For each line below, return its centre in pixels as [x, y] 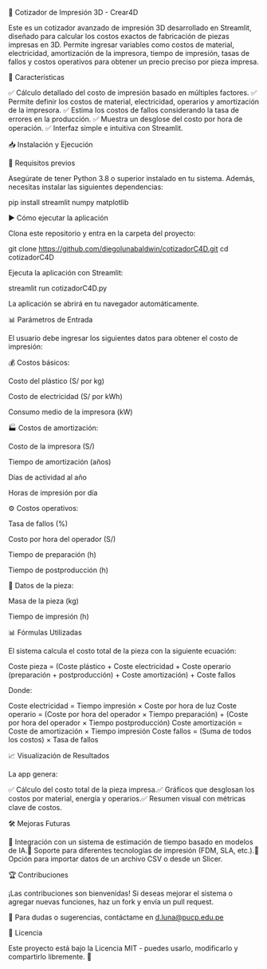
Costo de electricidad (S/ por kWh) [65, 396]
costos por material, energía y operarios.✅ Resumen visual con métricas [127, 799]
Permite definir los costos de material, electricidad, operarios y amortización [134, 101]
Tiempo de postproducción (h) [59, 570]
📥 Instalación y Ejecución [51, 144]
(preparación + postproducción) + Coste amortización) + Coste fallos [122, 675]
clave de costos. [35, 807]
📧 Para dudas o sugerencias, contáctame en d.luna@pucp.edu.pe [116, 917]
